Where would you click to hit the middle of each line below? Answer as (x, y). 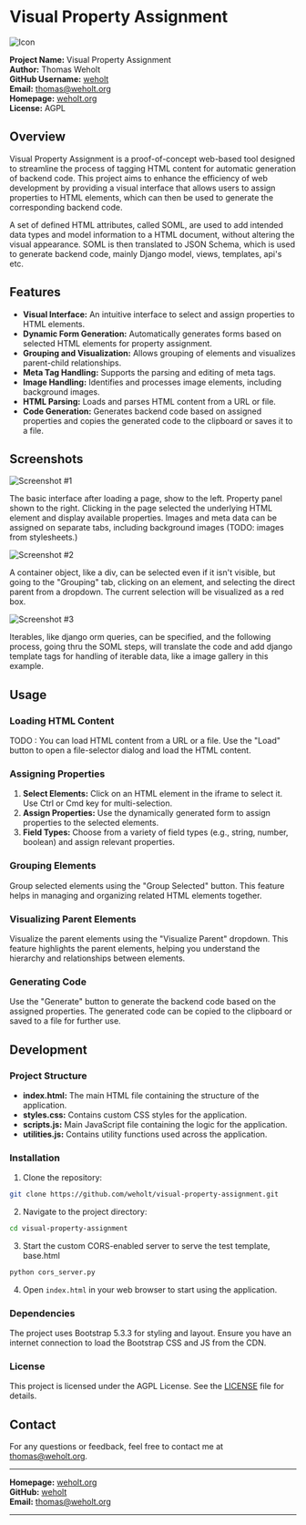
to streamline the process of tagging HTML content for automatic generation (153, 168)
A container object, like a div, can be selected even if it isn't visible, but (143, 572)
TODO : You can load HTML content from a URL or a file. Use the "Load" (145, 741)
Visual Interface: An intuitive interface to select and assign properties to (158, 314)
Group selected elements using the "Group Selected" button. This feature (147, 885)
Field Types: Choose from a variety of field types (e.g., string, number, (155, 832)
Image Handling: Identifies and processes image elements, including (152, 382)
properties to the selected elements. (91, 823)
